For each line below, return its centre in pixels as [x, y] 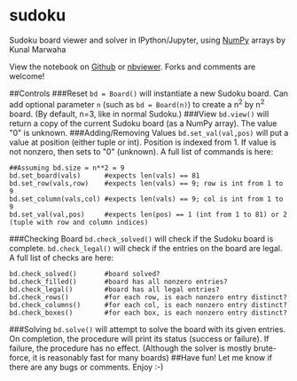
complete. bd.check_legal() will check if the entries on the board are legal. [146, 248]
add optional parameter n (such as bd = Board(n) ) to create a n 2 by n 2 [137, 103]
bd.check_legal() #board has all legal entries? [114, 290]
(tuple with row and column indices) [79, 222]
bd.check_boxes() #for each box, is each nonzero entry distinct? [148, 313]
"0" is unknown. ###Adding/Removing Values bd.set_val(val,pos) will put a [149, 132]
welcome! [27, 75]
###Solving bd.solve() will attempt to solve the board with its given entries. [148, 329]
